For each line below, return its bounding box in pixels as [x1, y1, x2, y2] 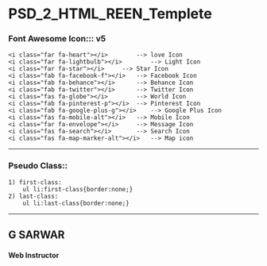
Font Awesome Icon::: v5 [8, 33, 106, 44]
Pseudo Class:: [8, 160, 68, 172]
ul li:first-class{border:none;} [22, 185, 133, 193]
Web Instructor [8, 250, 60, 260]
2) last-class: [8, 192, 59, 200]
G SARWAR [8, 228, 65, 242]
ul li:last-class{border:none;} [22, 199, 130, 207]
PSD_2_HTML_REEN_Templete [8, 5, 212, 23]
